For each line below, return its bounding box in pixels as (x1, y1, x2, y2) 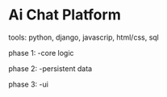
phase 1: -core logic (8, 48, 74, 57)
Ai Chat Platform (8, 6, 121, 24)
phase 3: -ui (8, 79, 48, 89)
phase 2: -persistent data (8, 63, 93, 74)
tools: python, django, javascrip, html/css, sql (8, 32, 159, 42)
